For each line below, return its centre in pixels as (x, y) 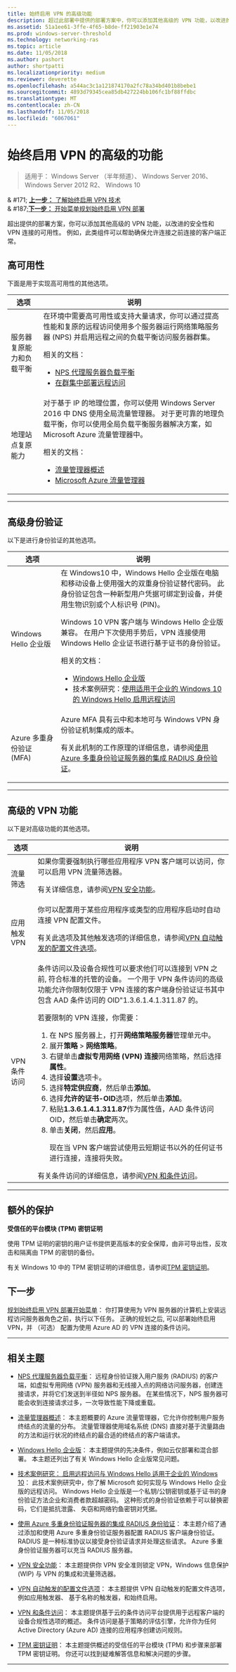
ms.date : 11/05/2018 (38, 53)
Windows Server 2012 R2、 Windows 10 (82, 185)
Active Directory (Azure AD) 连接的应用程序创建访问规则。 (101, 1630)
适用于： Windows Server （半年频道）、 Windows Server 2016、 (118, 176)
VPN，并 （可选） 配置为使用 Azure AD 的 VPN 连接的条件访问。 (101, 1327)
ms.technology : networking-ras (53, 40)
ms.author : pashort (36, 60)
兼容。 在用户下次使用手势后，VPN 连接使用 (133, 633)
